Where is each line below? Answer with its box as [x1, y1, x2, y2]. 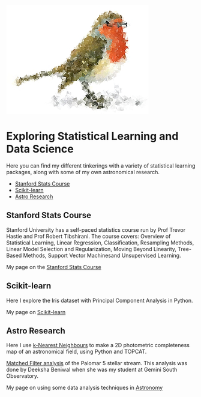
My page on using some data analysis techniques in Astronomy [6, 384, 163, 392]
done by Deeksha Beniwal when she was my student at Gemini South [6, 366, 178, 374]
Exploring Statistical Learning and [6, 130, 179, 143]
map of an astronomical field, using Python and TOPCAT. [6, 348, 147, 356]
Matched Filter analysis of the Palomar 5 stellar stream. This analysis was [6, 360, 188, 367]
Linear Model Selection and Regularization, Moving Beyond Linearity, [6, 245, 177, 252]
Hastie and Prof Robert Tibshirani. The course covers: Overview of [6, 232, 171, 240]
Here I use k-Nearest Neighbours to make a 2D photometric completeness [6, 342, 190, 349]
